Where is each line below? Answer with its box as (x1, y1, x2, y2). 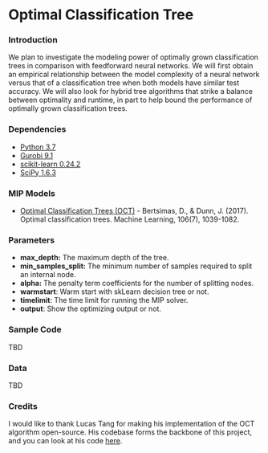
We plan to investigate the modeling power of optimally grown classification (8, 52, 259, 62)
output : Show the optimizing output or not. (19, 304, 162, 314)
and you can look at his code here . (8, 436, 123, 446)
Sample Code (8, 324, 62, 335)
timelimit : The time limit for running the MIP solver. (19, 296, 189, 305)
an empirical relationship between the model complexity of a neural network (8, 70, 260, 80)
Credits (8, 400, 38, 411)
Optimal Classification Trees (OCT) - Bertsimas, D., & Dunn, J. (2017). (19, 206, 249, 216)
